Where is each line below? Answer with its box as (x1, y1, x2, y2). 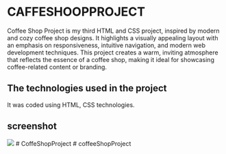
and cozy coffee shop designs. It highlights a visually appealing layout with (7, 33, 218, 42)
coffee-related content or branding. (7, 63, 108, 71)
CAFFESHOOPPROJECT (7, 4, 146, 20)
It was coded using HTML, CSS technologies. (7, 100, 135, 109)
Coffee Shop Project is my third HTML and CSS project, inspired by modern (7, 27, 221, 35)
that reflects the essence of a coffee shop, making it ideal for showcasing (7, 55, 214, 63)
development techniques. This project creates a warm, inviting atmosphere (7, 48, 218, 57)
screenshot (7, 121, 57, 132)
